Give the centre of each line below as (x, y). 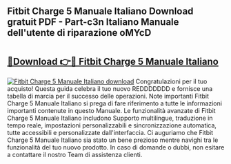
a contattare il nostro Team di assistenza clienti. (75, 155)
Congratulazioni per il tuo (171, 81)
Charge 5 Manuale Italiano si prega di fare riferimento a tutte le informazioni (115, 103)
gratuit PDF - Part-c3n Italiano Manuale (93, 22)
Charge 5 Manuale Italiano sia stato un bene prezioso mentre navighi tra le (113, 140)
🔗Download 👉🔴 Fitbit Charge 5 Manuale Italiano (113, 61)
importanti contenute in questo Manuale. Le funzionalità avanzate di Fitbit (111, 111)
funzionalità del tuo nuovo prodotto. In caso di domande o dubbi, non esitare (116, 147)
